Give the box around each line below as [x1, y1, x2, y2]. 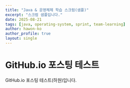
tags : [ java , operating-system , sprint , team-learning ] [5, 21, 125, 27]
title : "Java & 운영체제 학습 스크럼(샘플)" [5, 7, 89, 13]
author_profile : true [5, 31, 51, 36]
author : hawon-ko [5, 26, 42, 32]
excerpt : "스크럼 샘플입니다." [5, 12, 63, 17]
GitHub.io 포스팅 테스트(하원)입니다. [5, 77, 77, 83]
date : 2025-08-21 [5, 17, 42, 22]
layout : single [5, 36, 37, 41]
